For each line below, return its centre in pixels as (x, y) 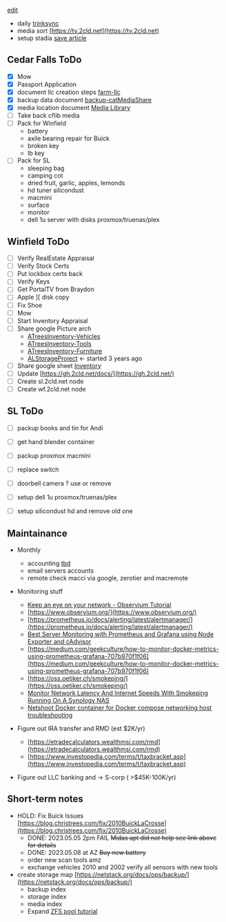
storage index (47, 896)
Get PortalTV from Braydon (55, 289)
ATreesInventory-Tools (59, 343)
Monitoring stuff (40, 591)
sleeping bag (46, 168)
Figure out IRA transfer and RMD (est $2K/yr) (81, 728)
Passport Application (47, 84)
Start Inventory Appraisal (52, 320)
